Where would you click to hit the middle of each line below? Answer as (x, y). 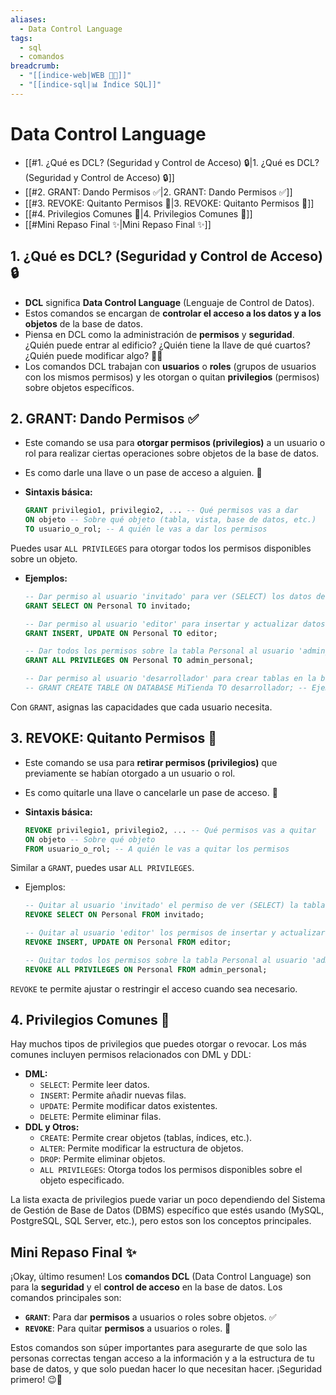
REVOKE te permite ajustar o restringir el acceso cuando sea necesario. (154, 988)
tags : (21, 38)
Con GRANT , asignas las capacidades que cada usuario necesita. (141, 707)
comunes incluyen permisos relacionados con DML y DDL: (131, 1055)
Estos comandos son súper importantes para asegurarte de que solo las (159, 1348)
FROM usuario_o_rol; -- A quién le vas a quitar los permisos (157, 849)
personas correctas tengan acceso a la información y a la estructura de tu (162, 1358)
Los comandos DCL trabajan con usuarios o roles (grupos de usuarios (170, 366)
